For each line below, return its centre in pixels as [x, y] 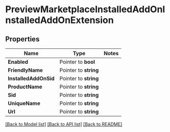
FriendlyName [26, 70]
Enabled [18, 62]
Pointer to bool [77, 62]
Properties [22, 39]
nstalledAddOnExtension [59, 20]
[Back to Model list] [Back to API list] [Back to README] [64, 124]
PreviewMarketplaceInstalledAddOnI [85, 9]
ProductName [25, 87]
